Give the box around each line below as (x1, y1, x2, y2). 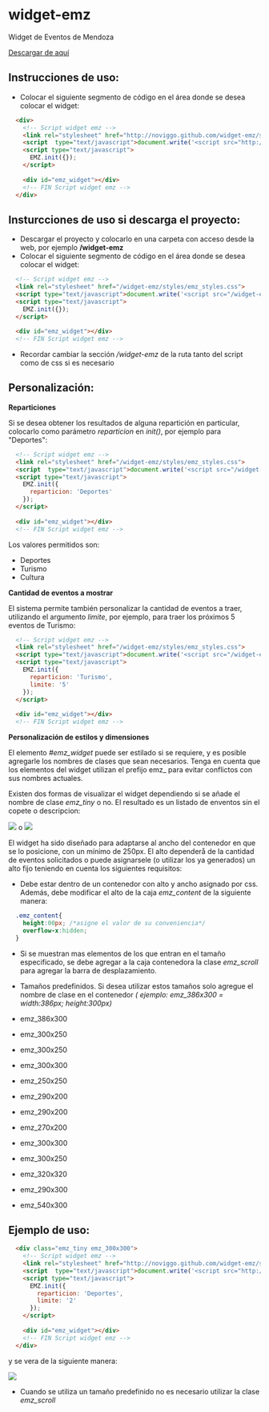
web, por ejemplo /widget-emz (19, 243, 124, 253)
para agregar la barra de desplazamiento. (19, 965, 158, 975)
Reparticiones (8, 403, 56, 412)
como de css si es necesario (19, 358, 114, 368)
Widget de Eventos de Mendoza (8, 32, 114, 42)
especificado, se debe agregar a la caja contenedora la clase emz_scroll (19, 957, 259, 967)
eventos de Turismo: (8, 620, 76, 630)
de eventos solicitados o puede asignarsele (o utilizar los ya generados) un (8, 856, 256, 864)
